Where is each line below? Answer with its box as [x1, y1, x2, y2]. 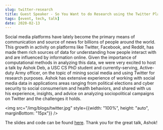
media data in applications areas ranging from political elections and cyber [5, 81, 154, 86]
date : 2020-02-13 [5, 20, 40, 26]
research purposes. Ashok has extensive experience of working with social [5, 75, 155, 81]
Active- [139, 65, 154, 71]
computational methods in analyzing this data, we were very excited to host [5, 60, 156, 65]
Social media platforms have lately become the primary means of [5, 34, 135, 40]
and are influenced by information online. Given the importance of [5, 54, 137, 61]
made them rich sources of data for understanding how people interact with [5, 49, 157, 55]
